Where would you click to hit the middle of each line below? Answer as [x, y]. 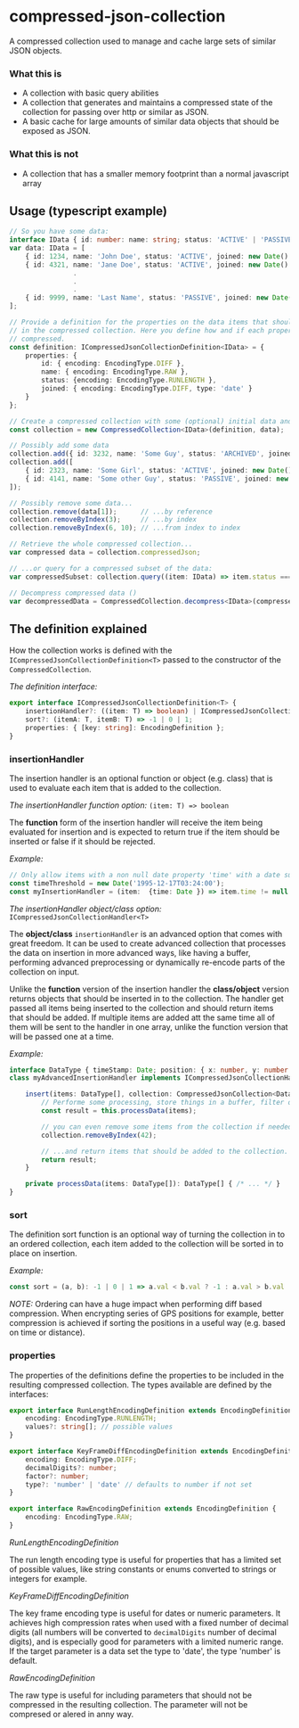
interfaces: [29, 1394]
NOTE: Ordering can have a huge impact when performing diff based [136, 1304]
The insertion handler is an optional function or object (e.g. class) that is [141, 778]
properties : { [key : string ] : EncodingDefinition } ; [125, 728]
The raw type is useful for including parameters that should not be [130, 1695]
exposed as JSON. [56, 131]
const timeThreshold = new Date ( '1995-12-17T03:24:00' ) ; [117, 883]
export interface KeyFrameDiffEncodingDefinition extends [119, 1452]
